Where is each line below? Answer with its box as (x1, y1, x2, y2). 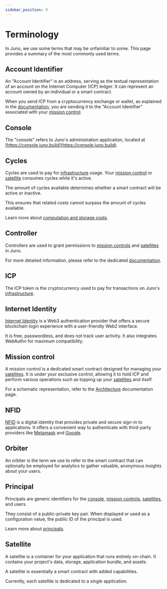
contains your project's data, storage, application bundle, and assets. (5, 559, 148, 565)
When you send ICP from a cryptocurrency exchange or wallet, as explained (5, 98, 162, 105)
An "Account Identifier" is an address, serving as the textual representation (5, 78, 159, 84)
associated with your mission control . (5, 109, 82, 115)
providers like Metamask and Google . (5, 430, 82, 436)
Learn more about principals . (5, 526, 65, 532)
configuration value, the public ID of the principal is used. (5, 516, 123, 522)
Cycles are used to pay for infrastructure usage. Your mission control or (5, 170, 153, 176)
